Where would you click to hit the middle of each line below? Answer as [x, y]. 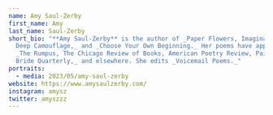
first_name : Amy [36, 23]
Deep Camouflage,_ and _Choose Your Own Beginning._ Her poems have [134, 46]
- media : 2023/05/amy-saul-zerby [72, 76]
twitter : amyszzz [38, 99]
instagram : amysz [38, 91]
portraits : [27, 69]
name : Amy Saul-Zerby [45, 16]
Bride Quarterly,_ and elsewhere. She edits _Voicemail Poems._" [129, 62]
